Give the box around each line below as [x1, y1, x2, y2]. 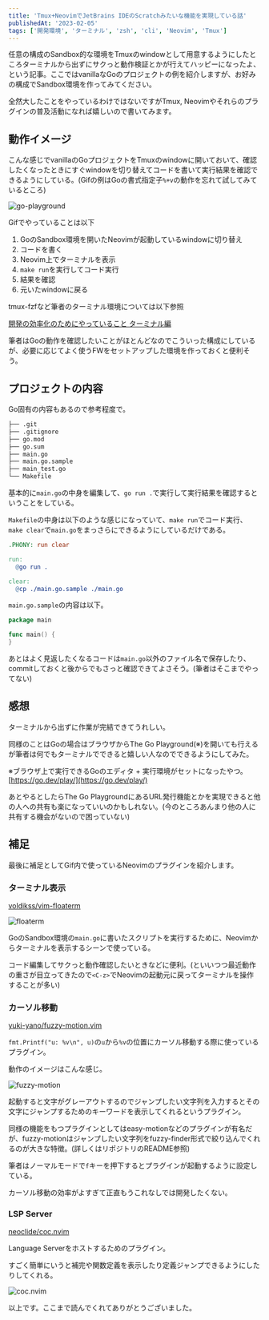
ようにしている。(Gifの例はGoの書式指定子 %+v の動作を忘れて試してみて [22, 175, 258, 185]
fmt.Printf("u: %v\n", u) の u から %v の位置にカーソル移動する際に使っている [8, 1037, 259, 1047]
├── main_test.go [8, 465, 66, 473]
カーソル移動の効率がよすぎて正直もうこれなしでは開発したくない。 [8, 1188, 232, 1197]
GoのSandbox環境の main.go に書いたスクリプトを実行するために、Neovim [8, 932, 251, 942]
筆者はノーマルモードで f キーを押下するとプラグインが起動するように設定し [8, 1161, 258, 1170]
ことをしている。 [22, 498, 78, 507]
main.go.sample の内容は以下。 [8, 600, 108, 610]
